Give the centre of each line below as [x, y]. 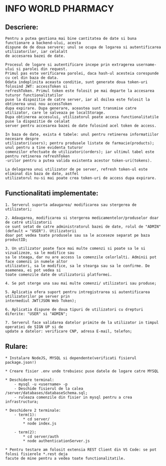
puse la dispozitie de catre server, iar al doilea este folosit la [78, 100]
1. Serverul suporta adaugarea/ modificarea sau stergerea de [71, 205]
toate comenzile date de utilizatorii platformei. [59, 275]
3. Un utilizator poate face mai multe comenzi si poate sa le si [75, 248]
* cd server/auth [41, 437]
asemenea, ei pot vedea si [33, 270]
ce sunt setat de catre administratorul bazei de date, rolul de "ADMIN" [83, 227]
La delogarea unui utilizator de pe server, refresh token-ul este [77, 169]
